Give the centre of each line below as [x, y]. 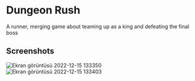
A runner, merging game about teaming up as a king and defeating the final [98, 26]
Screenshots [30, 51]
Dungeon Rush [43, 10]
